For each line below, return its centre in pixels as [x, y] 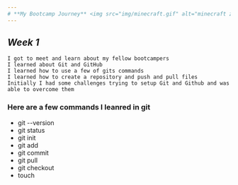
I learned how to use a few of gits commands [75, 71]
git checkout [36, 167]
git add [28, 145]
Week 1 [23, 43]
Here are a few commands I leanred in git [79, 107]
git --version [36, 123]
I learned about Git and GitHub [55, 65]
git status [31, 130]
